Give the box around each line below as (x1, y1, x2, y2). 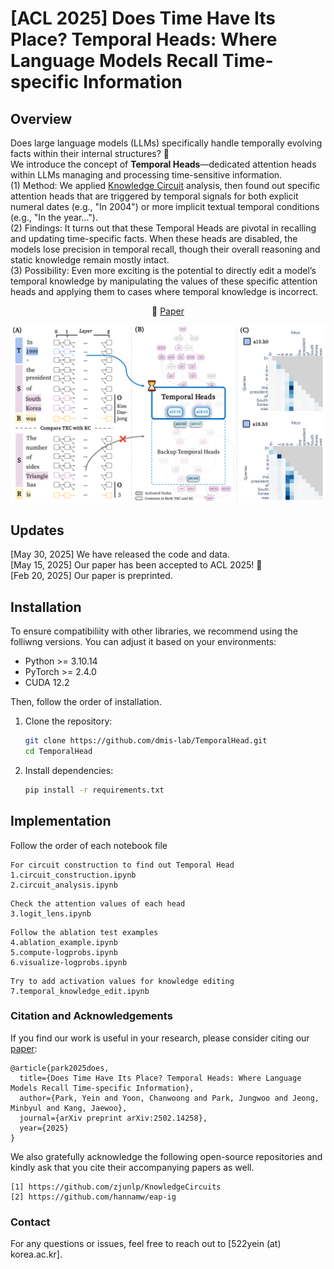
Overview (10, 110, 73, 127)
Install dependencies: (24, 764, 114, 776)
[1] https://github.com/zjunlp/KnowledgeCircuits (10, 1182, 222, 1192)
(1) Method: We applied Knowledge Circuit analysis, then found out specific (10, 180, 321, 191)
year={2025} (19, 1123, 70, 1133)
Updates (10, 522, 65, 539)
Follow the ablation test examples (10, 927, 159, 937)
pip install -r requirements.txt (24, 785, 165, 795)
